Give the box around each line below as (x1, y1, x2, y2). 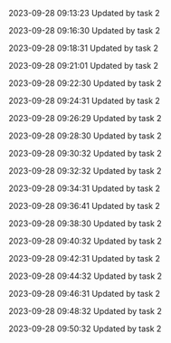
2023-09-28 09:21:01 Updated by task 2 (8, 61, 159, 71)
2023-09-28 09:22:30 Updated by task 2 (8, 78, 162, 89)
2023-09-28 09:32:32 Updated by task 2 (8, 166, 162, 176)
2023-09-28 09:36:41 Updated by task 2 (8, 201, 160, 211)
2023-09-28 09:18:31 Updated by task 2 (8, 43, 159, 53)
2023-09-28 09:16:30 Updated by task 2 (8, 25, 160, 35)
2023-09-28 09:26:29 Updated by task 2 (8, 113, 162, 123)
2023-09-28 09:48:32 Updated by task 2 (8, 306, 162, 316)
